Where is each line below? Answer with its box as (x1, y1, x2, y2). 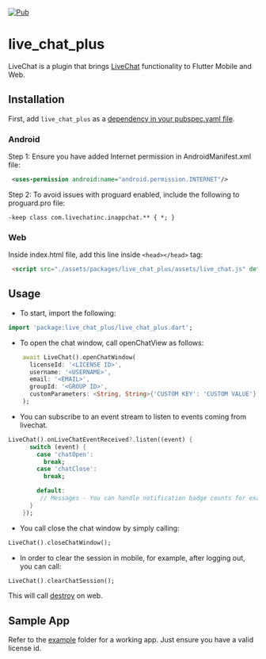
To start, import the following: (19, 308, 116, 317)
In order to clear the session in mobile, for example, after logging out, (19, 553, 245, 562)
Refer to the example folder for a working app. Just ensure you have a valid (8, 635, 254, 645)
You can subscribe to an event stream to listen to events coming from (19, 412, 247, 421)
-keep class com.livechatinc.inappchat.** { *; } (8, 213, 176, 221)
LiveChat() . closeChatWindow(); (8, 538, 112, 546)
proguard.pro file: (8, 198, 66, 208)
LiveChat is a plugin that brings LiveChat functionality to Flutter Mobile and (8, 61, 252, 71)
